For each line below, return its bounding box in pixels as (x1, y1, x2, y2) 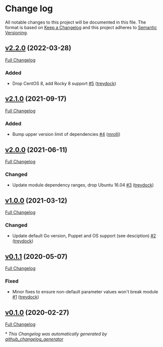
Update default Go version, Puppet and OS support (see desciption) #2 (12, 233, 156, 239)
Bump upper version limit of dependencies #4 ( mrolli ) (12, 131, 121, 137)
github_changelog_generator (5, 336, 64, 342)
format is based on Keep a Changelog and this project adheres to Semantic (5, 24, 157, 30)
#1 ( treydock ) (12, 294, 39, 300)
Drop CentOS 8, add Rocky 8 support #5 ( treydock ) (12, 81, 116, 87)
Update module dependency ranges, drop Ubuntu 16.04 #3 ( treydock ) (12, 182, 154, 188)
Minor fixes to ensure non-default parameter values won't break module (12, 289, 159, 295)
